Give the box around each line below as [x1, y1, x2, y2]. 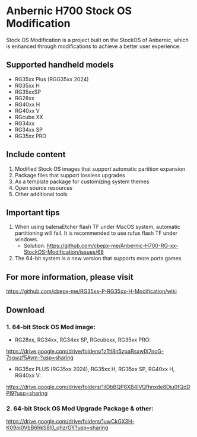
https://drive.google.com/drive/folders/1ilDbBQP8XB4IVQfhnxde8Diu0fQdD [6, 383, 191, 390]
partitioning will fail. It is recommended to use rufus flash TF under [14, 229, 178, 237]
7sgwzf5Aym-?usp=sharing [6, 354, 74, 361]
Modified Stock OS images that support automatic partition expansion [14, 165, 186, 173]
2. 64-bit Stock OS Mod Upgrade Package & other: [6, 404, 154, 413]
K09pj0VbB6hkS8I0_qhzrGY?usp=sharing [6, 424, 109, 431]
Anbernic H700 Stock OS [6, 4, 132, 18]
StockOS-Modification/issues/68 [23, 248, 104, 256]
